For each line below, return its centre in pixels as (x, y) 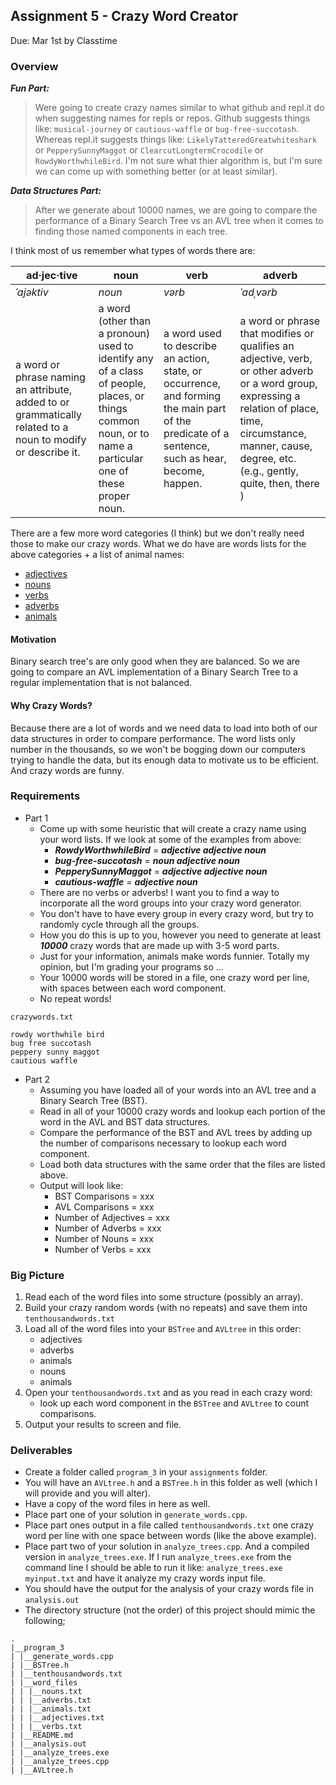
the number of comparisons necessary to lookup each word (163, 1143)
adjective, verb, (276, 359)
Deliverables (41, 1451)
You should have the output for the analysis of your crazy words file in (169, 1589)
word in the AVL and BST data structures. (125, 1121)
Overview (34, 66)
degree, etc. (268, 459)
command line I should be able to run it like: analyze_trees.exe (153, 1568)
